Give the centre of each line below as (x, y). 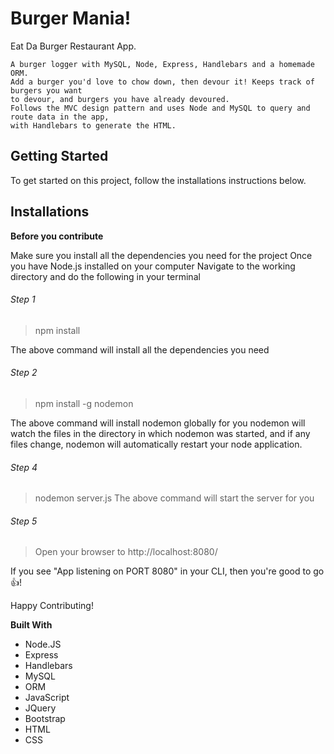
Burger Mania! (71, 18)
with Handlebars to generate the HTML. (93, 125)
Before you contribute (57, 236)
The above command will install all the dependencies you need (140, 349)
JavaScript (47, 698)
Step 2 (24, 373)
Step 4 (24, 467)
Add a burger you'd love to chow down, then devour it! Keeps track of (162, 82)
